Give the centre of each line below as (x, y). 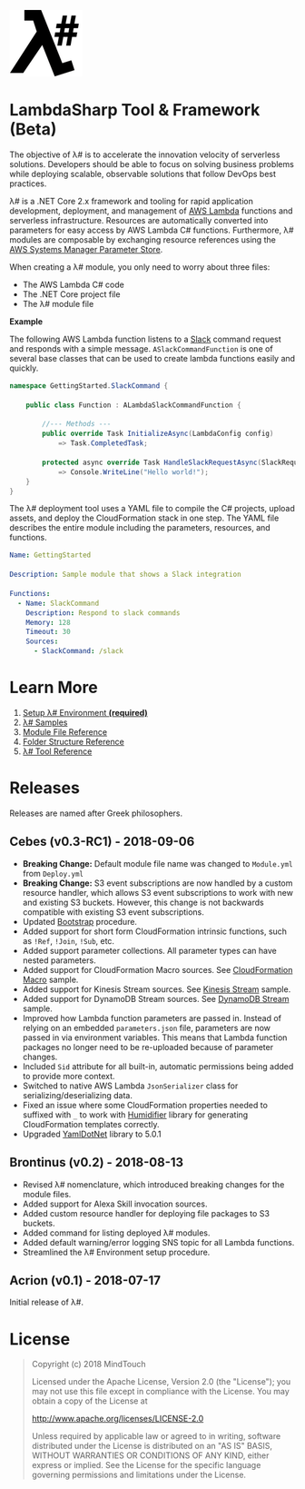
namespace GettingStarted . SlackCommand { (89, 386)
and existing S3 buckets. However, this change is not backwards (143, 902)
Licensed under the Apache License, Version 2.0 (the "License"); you (161, 1382)
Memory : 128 (48, 622)
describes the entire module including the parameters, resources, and (140, 528)
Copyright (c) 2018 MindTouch (89, 1365)
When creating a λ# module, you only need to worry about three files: (140, 267)
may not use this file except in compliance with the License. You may (161, 1392)
